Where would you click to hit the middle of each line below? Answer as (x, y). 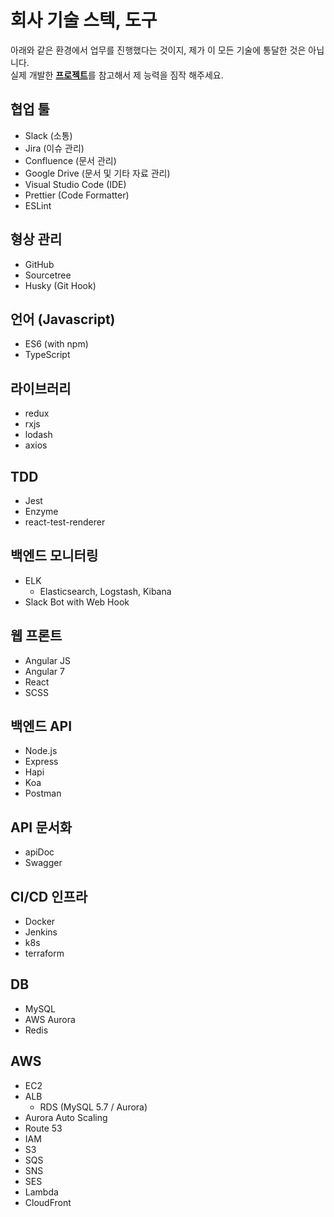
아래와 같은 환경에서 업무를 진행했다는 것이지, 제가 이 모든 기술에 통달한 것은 (158, 50)
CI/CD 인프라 (49, 896)
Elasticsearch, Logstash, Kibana (105, 591)
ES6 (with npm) (56, 344)
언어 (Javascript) (63, 319)
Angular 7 (44, 671)
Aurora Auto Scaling (66, 1117)
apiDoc (39, 852)
